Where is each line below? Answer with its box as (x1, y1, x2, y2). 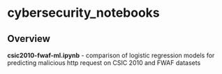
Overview (7, 33, 51, 45)
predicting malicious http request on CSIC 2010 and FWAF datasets (7, 59, 201, 67)
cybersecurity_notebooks (7, 5, 160, 21)
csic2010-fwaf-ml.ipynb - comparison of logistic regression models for (7, 51, 215, 59)
